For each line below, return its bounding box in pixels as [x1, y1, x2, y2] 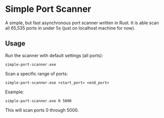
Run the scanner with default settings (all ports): [5, 52, 103, 58]
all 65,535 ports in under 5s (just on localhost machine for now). [5, 25, 136, 31]
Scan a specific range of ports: [5, 71, 68, 77]
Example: [5, 89, 24, 95]
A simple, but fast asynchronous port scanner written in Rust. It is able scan [5, 20, 159, 26]
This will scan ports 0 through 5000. [5, 107, 79, 113]
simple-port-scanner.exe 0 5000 [5, 98, 72, 103]
